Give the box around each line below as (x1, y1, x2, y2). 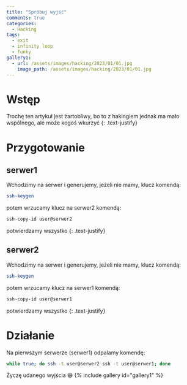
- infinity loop (12, 44, 53, 50)
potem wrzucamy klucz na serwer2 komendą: (6, 204, 122, 212)
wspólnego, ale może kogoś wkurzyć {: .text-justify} (6, 119, 138, 126)
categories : (6, 20, 37, 26)
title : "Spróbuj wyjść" (6, 9, 67, 15)
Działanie (6, 329, 55, 342)
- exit (12, 37, 29, 44)
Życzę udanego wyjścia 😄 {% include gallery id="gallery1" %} (6, 372, 164, 379)
